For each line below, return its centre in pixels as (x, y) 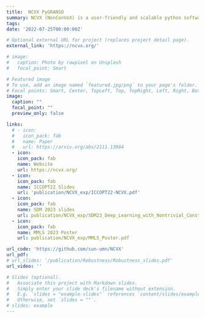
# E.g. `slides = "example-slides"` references (71, 294)
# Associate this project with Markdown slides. (72, 283)
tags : (13, 23)
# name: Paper (32, 141)
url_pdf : (17, 255)
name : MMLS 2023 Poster (48, 232)
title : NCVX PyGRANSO (35, 12)
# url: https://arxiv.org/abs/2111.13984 (68, 147)
